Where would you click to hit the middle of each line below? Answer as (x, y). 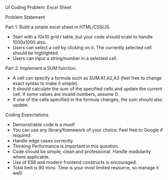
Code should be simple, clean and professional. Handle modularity (82, 151)
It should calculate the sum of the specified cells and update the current (87, 89)
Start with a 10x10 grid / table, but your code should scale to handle (82, 37)
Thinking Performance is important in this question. (66, 146)
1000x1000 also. (30, 42)
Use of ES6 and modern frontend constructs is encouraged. (75, 162)
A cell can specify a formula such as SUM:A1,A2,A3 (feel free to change (87, 78)
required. (22, 135)
